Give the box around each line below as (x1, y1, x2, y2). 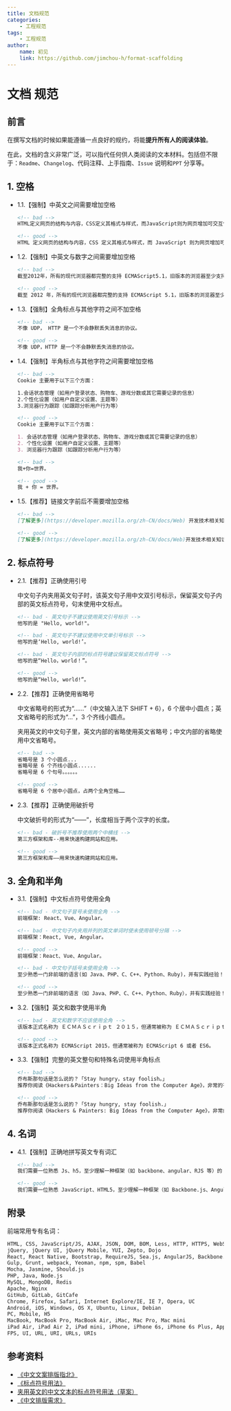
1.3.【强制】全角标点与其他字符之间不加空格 (16, 305, 142, 313)
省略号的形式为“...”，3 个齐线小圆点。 (23, 712, 129, 721)
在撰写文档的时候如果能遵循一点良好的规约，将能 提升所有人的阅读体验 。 (7, 135, 212, 144)
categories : (7, 17, 41, 23)
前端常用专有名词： (7, 1227, 62, 1235)
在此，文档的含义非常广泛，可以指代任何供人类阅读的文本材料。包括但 (7, 150, 206, 158)
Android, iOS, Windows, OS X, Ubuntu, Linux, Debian (7, 1304, 162, 1311)
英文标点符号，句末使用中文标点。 (29, 600, 126, 608)
